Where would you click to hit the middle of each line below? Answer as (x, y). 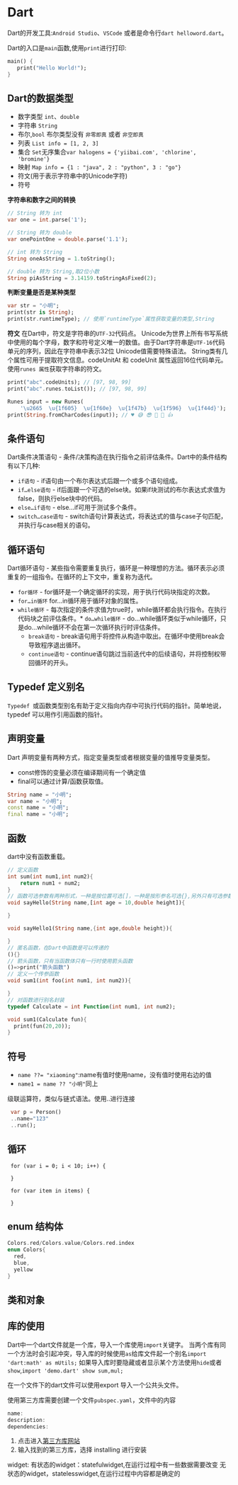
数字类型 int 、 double (49, 117)
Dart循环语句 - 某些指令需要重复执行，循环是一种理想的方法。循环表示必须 (116, 568)
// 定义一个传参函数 (33, 974)
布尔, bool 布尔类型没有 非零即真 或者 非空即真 (80, 135)
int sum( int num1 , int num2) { (50, 876)
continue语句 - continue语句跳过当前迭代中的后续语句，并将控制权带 (127, 654)
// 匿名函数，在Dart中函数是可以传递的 (58, 948)
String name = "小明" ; (40, 795)
